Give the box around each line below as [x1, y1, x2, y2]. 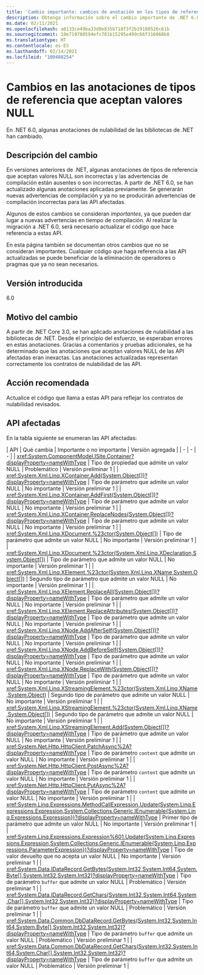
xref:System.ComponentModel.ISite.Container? [16, 452, 135, 460]
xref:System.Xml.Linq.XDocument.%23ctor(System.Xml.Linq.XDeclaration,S [6, 549, 197, 556]
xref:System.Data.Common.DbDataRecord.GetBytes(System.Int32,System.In [6, 917, 197, 924]
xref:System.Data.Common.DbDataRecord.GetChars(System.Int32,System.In [6, 942, 198, 950]
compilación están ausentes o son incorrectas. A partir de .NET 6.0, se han [6, 179, 194, 186]
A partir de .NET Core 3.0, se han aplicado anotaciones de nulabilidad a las [6, 328, 194, 335]
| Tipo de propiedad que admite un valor [87, 459, 189, 466]
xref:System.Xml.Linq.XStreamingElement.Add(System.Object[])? [6, 723, 169, 730]
